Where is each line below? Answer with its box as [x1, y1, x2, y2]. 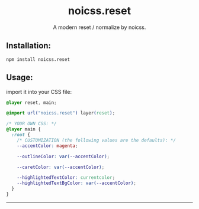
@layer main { [6, 126, 41, 132]
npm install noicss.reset [6, 56, 70, 63]
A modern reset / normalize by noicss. [53, 24, 146, 31]
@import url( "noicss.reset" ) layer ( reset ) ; [6, 110, 115, 116]
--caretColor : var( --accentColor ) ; [17, 164, 105, 170]
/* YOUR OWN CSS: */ [6, 121, 57, 127]
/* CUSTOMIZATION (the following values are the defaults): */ [17, 137, 176, 143]
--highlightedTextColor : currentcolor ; [17, 175, 115, 181]
